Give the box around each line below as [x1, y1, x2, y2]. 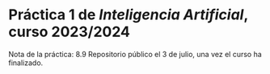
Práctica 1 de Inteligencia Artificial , [8, 6, 248, 24]
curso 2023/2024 [8, 23, 131, 41]
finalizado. [8, 58, 44, 68]
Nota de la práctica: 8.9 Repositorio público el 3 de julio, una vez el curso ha [8, 49, 263, 59]
